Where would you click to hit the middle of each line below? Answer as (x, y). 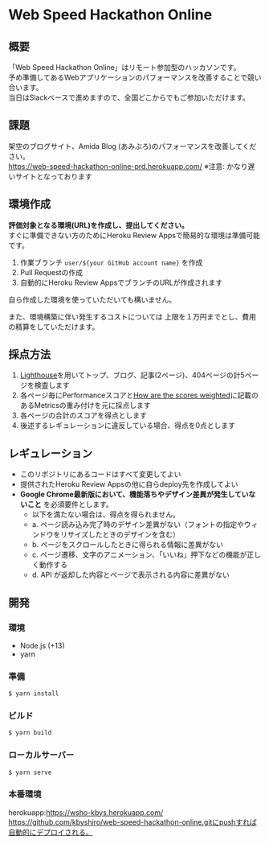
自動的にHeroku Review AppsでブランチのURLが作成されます (121, 282)
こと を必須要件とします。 (70, 504)
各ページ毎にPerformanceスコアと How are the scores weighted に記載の (139, 395)
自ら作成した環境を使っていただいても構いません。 (92, 299)
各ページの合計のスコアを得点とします (83, 415)
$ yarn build (30, 733)
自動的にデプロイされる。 (51, 832)
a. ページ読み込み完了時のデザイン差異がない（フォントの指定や (138, 525)
